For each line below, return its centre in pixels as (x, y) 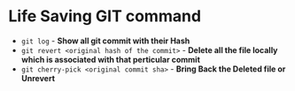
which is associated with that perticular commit (111, 59)
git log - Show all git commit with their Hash (105, 41)
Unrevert (38, 78)
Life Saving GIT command (105, 16)
